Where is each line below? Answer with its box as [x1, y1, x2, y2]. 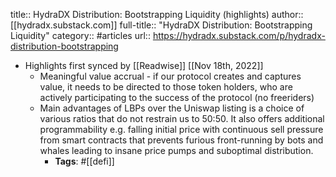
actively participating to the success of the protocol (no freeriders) [39, 92, 315, 103]
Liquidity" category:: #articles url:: [10, 30, 151, 41]
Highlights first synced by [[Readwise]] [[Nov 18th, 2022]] [24, 60, 264, 71]
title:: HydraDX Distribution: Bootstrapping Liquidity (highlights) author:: [10, 9, 304, 20]
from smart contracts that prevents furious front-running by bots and [39, 134, 324, 146]
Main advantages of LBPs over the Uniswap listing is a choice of [39, 102, 305, 114]
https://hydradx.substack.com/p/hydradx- [152, 30, 326, 41]
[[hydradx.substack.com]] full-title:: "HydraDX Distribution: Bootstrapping [10, 19, 313, 31]
